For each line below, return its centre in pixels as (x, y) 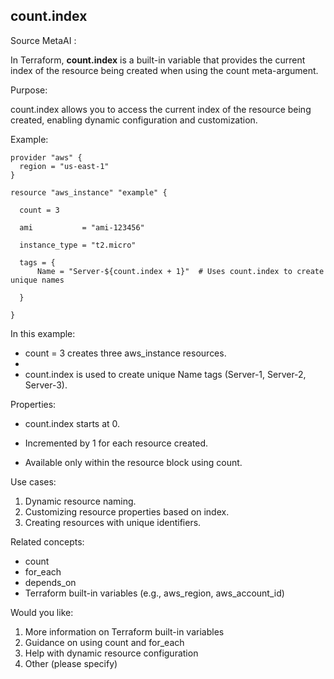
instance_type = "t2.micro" (78, 245)
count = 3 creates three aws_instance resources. (125, 353)
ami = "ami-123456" (82, 227)
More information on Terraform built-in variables (124, 631)
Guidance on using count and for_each (104, 642)
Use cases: (33, 481)
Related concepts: (47, 541)
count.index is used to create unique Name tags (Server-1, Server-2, (165, 374)
